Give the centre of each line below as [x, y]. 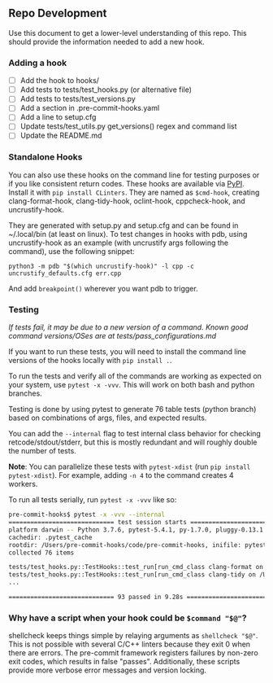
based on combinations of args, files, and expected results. [108, 418]
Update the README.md [61, 136]
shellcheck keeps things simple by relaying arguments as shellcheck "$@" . [133, 636]
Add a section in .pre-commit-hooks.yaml [90, 108]
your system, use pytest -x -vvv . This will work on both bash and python [132, 385]
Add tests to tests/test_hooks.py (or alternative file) [106, 90]
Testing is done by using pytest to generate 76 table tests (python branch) [132, 409]
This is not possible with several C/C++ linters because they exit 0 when [129, 644]
